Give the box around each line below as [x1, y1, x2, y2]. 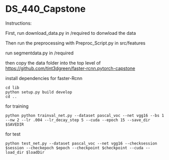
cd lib [5, 85, 20, 90]
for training [5, 103, 29, 109]
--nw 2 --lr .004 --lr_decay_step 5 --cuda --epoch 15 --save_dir [5, 117, 151, 123]
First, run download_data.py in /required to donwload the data [5, 30, 136, 36]
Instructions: [5, 20, 32, 26]
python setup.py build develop [5, 89, 72, 95]
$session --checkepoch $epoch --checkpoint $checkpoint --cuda [5, 145, 144, 150]
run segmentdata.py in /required [5, 50, 73, 56]
